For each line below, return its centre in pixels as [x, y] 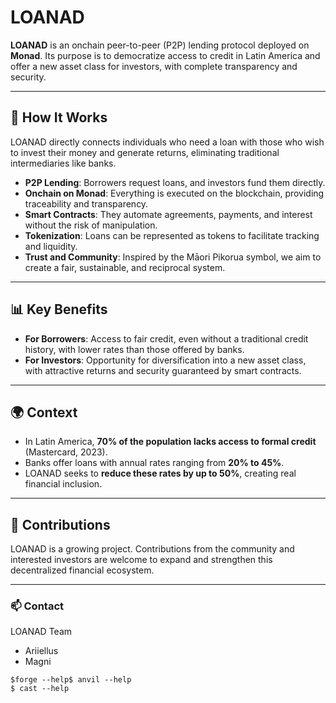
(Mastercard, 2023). [66, 452]
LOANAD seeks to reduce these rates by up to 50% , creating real [160, 473]
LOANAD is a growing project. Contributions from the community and [152, 549]
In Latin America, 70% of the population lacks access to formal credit [170, 442]
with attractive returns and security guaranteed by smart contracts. [163, 370]
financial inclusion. [63, 484]
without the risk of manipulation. [91, 225]
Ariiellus [41, 651]
